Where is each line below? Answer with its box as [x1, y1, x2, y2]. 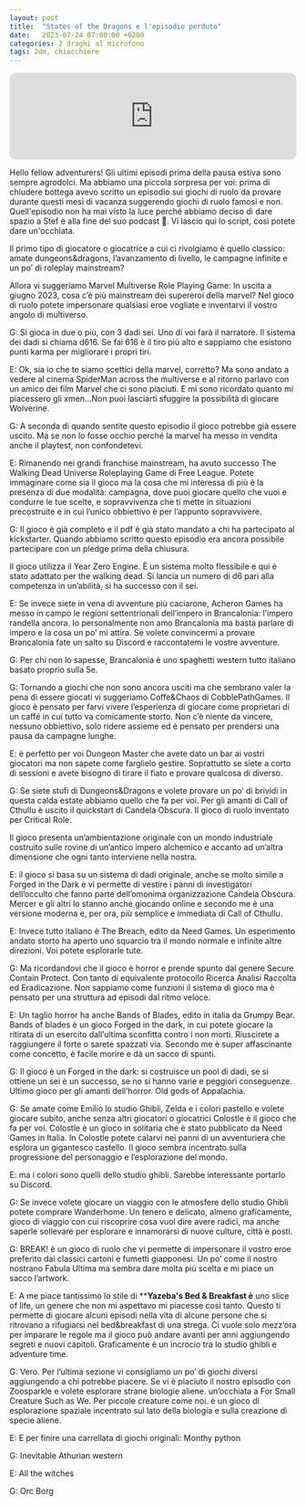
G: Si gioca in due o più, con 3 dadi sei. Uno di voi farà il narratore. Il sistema [9, 327, 296, 338]
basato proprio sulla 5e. [9, 664, 98, 676]
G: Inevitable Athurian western [9, 1450, 123, 1461]
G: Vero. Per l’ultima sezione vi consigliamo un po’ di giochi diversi [9, 1366, 258, 1377]
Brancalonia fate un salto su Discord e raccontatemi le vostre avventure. [9, 637, 280, 648]
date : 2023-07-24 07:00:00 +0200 [9, 30, 145, 39]
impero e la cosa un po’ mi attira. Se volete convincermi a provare [9, 627, 256, 638]
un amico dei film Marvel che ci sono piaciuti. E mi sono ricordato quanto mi [9, 384, 294, 395]
